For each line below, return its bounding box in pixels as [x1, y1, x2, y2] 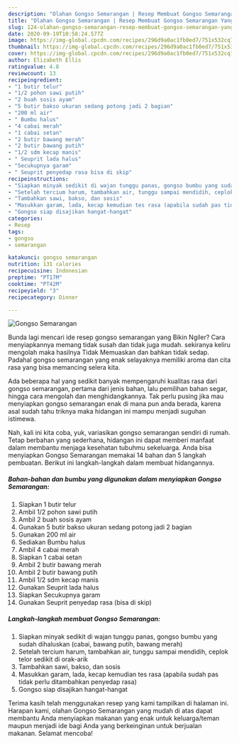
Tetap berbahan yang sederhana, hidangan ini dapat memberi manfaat [8, 436, 215, 444]
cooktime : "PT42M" [8, 280, 62, 287]
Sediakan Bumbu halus [18, 538, 86, 546]
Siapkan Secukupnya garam [18, 590, 101, 600]
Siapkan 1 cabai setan [18, 553, 82, 561]
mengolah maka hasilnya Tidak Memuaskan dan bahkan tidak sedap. [8, 348, 210, 357]
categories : [8, 215, 43, 222]
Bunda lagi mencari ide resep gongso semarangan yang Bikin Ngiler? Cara [8, 333, 226, 341]
